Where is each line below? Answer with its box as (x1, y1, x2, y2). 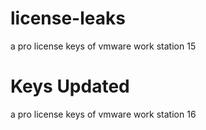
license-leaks (10, 7, 126, 30)
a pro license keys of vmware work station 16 (10, 108, 197, 120)
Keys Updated (10, 75, 130, 98)
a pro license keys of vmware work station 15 (10, 40, 197, 52)
